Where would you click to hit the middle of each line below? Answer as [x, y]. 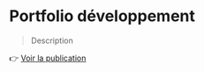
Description [52, 40]
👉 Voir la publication [48, 58]
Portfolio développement [102, 16]
